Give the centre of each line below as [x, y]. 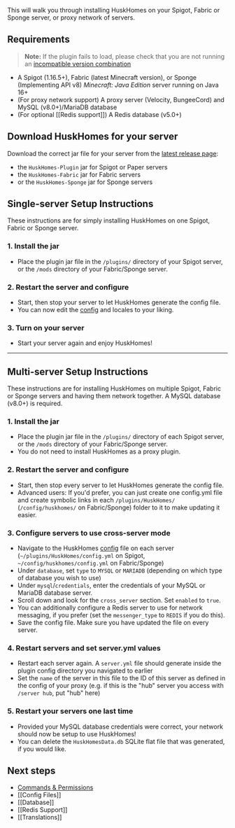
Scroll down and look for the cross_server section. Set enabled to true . [119, 601]
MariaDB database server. [55, 593]
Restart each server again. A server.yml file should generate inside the [119, 664]
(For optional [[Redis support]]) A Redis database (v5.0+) [99, 114]
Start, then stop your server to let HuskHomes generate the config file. [119, 302]
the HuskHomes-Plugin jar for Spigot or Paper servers [92, 167]
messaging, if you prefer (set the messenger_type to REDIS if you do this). [121, 615]
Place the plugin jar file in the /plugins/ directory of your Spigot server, [120, 261]
